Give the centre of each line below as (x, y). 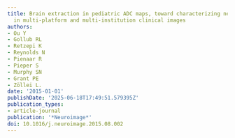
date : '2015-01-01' (36, 91)
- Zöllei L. (24, 85)
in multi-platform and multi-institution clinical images (100, 20)
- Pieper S (23, 66)
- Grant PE (23, 78)
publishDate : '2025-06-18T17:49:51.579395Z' (73, 98)
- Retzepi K (24, 46)
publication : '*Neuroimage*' (50, 117)
